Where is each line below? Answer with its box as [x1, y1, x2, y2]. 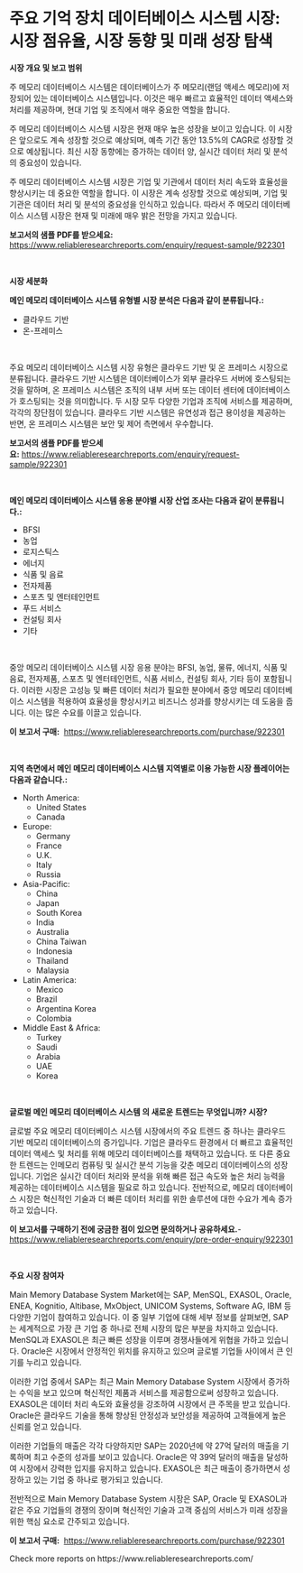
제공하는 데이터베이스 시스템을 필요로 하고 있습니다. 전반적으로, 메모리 [9, 1181, 255, 1192]
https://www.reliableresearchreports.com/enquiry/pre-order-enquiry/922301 [9, 1234, 294, 1245]
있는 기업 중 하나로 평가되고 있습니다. [32, 1474, 164, 1485]
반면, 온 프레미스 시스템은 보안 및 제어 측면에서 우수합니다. [9, 418, 214, 429]
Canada [35, 811, 66, 822]
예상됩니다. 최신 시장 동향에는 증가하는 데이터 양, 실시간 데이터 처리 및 [25, 145, 271, 156]
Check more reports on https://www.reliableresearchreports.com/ [9, 1553, 254, 1564]
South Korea [35, 907, 83, 918]
